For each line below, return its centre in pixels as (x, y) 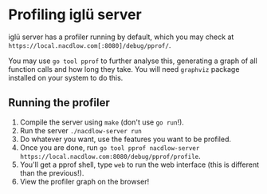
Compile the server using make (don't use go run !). (102, 122)
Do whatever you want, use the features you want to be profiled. (126, 139)
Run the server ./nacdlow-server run (80, 130)
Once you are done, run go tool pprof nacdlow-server (110, 147)
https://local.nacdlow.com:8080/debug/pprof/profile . (110, 156)
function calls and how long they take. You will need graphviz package (124, 69)
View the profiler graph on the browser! (84, 181)
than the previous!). (52, 172)
